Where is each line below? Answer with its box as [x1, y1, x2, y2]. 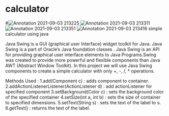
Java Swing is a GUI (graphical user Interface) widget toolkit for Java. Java [5, 40, 162, 47]
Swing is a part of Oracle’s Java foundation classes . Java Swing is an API [5, 46, 160, 52]
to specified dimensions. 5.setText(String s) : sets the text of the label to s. [5, 99, 161, 105]
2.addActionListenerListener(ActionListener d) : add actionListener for [5, 83, 152, 89]
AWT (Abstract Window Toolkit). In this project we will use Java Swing [5, 62, 153, 68]
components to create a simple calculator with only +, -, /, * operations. [5, 67, 155, 74]
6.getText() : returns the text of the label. [5, 105, 91, 111]
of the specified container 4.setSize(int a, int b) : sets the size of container [5, 94, 161, 100]
